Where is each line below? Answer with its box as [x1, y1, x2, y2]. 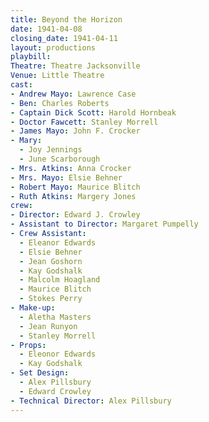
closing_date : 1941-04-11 [10, 33, 118, 43]
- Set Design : [10, 368, 70, 378]
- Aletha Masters [19, 312, 92, 322]
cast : [10, 80, 33, 90]
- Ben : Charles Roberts [10, 98, 110, 108]
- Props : [10, 340, 47, 350]
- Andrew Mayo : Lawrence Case [10, 89, 137, 99]
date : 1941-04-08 [10, 24, 83, 34]
